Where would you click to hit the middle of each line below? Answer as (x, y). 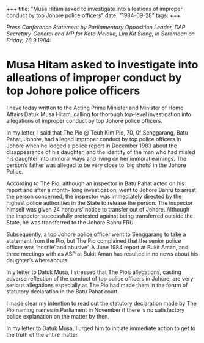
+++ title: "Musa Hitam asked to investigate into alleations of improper (94, 9)
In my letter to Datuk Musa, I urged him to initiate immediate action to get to (101, 328)
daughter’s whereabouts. (38, 260)
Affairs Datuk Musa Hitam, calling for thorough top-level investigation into (99, 114)
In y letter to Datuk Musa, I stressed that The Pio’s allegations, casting (94, 272)
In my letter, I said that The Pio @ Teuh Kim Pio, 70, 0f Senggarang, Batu (97, 132)
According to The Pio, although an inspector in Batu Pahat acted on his (95, 183)
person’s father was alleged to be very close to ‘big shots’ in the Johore (96, 165)
